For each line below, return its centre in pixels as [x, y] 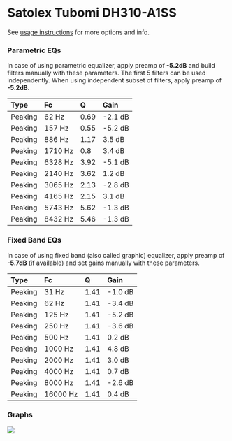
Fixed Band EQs [34, 240]
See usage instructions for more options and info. [79, 32]
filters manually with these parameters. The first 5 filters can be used [107, 73]
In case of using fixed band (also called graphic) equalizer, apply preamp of [116, 255]
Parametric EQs [34, 50]
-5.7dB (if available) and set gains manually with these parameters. [104, 263]
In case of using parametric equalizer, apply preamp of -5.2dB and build [111, 66]
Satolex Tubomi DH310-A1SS [92, 13]
